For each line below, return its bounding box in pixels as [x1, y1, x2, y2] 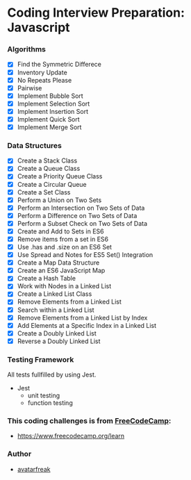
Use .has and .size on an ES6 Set [17, 243, 113, 251]
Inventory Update [17, 68, 67, 76]
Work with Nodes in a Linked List [17, 282, 112, 290]
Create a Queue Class [17, 165, 81, 173]
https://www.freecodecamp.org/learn [17, 432, 125, 440]
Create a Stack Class [17, 156, 78, 165]
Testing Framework [7, 354, 74, 364]
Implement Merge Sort [17, 123, 82, 131]
